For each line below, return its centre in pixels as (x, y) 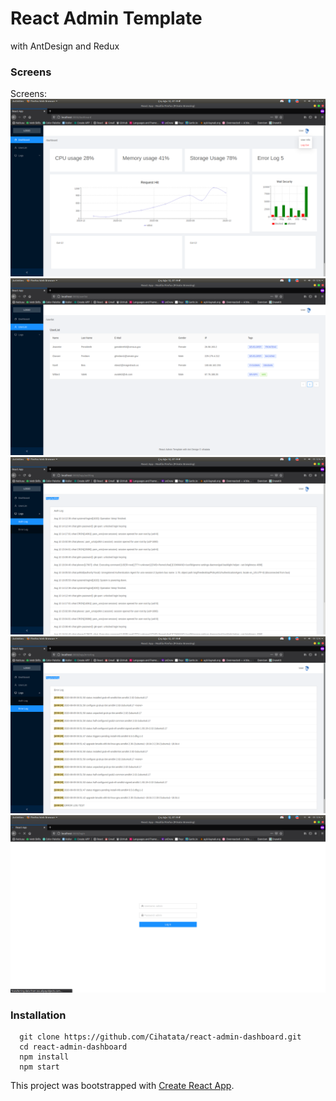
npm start (39, 1067)
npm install (44, 1057)
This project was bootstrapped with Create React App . (122, 1086)
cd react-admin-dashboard (73, 1047)
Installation (38, 1015)
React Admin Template (106, 18)
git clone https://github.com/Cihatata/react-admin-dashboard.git (160, 1037)
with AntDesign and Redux (65, 46)
